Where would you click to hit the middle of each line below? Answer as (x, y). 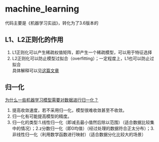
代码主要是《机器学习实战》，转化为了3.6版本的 (52, 23)
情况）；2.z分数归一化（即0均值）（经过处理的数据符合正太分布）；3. (87, 128)
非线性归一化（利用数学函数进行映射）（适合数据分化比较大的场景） (79, 134)
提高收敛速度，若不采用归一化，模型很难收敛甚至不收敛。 (69, 110)
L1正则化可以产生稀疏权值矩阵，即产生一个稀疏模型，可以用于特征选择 (82, 52)
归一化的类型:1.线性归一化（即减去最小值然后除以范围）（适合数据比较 (81, 122)
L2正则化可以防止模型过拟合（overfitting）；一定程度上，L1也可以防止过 (83, 58)
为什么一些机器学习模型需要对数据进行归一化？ (52, 100)
